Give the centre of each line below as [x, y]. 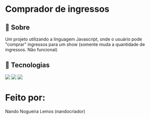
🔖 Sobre [18, 27]
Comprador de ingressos [57, 9]
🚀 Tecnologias [27, 65]
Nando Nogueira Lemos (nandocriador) [45, 111]
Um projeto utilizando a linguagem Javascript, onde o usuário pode [74, 39]
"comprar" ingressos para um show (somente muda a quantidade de [75, 44]
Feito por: [25, 98]
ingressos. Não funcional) [31, 50]
